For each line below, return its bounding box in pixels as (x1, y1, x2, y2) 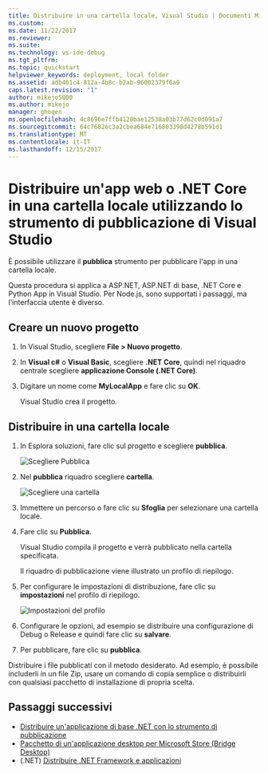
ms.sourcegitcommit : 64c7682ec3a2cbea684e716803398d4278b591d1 (8, 123, 223, 131)
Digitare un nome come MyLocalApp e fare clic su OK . (19, 381, 201, 391)
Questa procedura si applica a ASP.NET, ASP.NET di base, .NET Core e (8, 281, 242, 290)
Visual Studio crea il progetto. (19, 396, 117, 407)
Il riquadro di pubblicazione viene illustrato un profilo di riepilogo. (19, 566, 234, 575)
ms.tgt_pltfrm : (8, 57, 59, 65)
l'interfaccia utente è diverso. (8, 298, 104, 307)
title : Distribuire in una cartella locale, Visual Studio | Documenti (8, 11, 251, 20)
